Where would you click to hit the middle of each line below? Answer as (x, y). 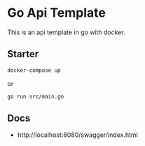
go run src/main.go (36, 96)
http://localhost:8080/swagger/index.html (77, 135)
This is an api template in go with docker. (66, 32)
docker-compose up (34, 70)
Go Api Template (57, 13)
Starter (23, 54)
